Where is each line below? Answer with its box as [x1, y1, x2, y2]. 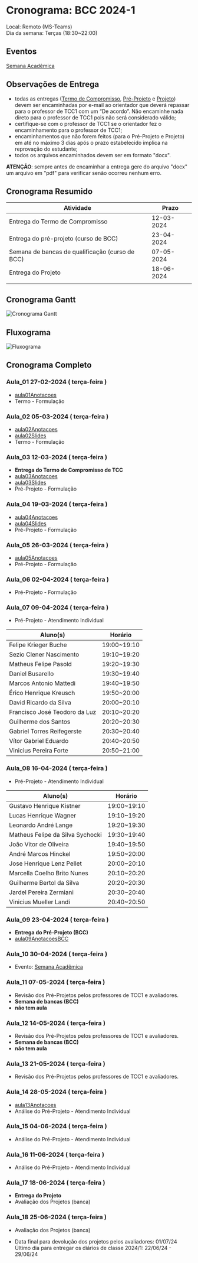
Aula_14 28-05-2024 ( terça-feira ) [6, 1088, 107, 1096]
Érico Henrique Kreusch [9, 689, 75, 697]
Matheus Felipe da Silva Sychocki [9, 830, 102, 839]
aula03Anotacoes [14, 473, 58, 480]
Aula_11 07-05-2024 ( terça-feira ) [6, 978, 105, 986]
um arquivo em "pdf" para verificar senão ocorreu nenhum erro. [6, 169, 162, 176]
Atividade [64, 204, 91, 212]
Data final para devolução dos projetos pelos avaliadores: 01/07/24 [14, 1238, 178, 1245]
